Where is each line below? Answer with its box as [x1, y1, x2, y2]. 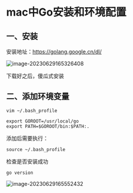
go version [6, 170, 34, 176]
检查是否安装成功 [6, 158, 49, 165]
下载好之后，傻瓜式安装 [6, 72, 64, 79]
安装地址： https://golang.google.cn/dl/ [6, 48, 102, 55]
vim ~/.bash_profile [6, 108, 58, 114]
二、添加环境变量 [6, 91, 69, 102]
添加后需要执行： [6, 134, 49, 142]
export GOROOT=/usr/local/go [6, 118, 79, 124]
